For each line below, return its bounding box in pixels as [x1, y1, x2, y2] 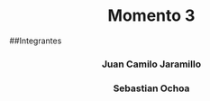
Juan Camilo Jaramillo [102, 58, 201, 70]
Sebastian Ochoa [113, 82, 190, 95]
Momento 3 [107, 5, 196, 26]
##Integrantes [9, 35, 62, 46]
